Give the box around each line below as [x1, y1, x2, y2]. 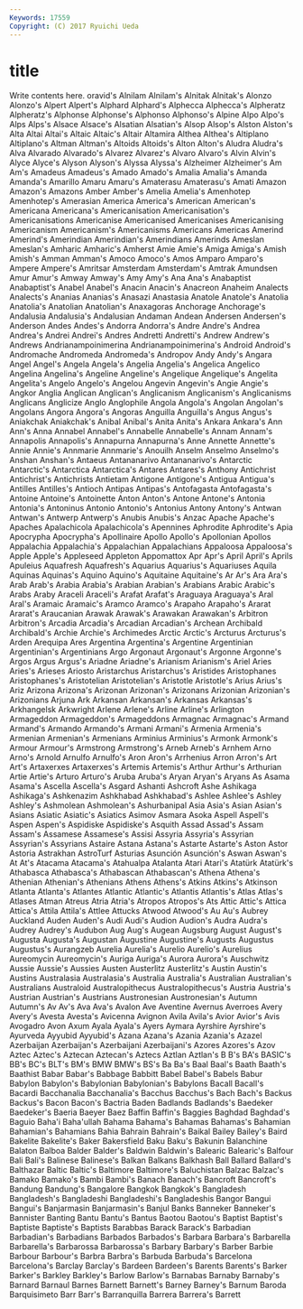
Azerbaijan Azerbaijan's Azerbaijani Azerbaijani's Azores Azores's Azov [9, 1040, 276, 1051]
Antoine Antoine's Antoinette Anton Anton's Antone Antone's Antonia [9, 493, 266, 504]
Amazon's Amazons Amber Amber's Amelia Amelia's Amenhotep [9, 186, 251, 197]
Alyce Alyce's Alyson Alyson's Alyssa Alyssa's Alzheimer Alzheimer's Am [9, 157, 282, 168]
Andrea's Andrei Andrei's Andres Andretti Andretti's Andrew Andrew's [9, 330, 271, 341]
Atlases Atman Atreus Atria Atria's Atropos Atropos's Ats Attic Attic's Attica [9, 896, 287, 907]
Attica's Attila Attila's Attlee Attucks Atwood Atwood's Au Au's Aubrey [9, 905, 269, 916]
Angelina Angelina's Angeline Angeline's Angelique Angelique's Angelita [9, 368, 278, 379]
